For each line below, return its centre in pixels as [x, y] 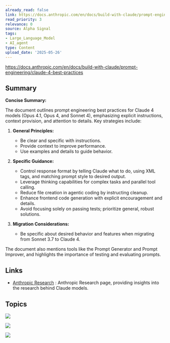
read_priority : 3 [24, 19]
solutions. [30, 214]
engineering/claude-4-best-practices [44, 72]
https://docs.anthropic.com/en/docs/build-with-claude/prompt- [72, 67]
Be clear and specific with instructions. [61, 141]
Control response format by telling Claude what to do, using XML [88, 171]
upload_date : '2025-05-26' [34, 52]
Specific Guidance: [33, 161]
